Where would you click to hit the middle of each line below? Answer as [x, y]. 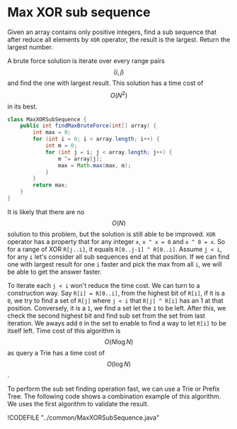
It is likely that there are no [46, 212]
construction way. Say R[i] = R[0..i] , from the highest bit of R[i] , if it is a [116, 293]
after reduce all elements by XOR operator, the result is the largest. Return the [119, 39]
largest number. [30, 47]
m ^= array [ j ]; [80, 159]
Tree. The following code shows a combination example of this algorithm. [114, 396]
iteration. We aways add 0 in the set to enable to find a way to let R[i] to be [117, 323]
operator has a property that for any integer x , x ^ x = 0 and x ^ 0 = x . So [116, 241]
